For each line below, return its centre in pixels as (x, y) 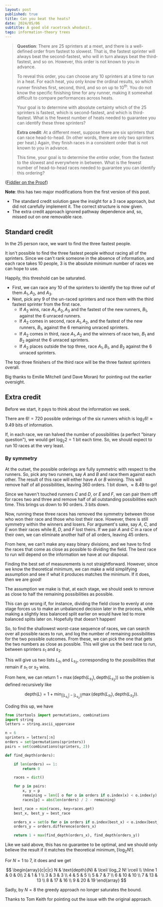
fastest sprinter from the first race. (47, 304)
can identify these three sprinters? (51, 123)
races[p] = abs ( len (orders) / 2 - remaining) (69, 800)
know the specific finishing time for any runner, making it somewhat (85, 93)
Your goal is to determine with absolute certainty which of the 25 (81, 107)
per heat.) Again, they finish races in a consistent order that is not (82, 142)
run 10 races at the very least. (35, 446)
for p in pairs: (30, 786)
